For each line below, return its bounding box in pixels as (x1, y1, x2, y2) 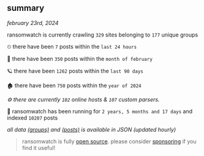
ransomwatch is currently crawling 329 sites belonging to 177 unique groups (7, 31, 198, 38)
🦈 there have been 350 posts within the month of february (7, 55, 153, 62)
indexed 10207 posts (7, 114, 58, 121)
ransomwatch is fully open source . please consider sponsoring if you (21, 138, 197, 145)
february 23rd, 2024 (7, 19, 59, 26)
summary (7, 3, 45, 13)
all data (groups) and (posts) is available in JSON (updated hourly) (7, 126, 176, 133)
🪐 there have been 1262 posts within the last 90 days (7, 67, 143, 74)
